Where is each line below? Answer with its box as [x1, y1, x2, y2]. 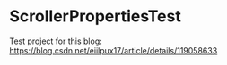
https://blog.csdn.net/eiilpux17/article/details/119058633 [9, 45, 218, 55]
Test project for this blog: [9, 36, 103, 46]
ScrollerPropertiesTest [9, 6, 181, 27]
